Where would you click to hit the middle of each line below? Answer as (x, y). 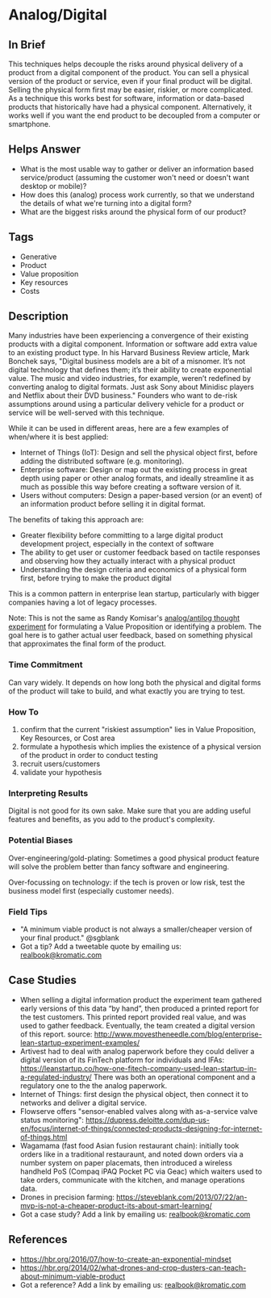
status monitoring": (52, 1120)
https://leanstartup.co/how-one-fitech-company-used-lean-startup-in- (138, 1068)
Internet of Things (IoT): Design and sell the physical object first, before (139, 453)
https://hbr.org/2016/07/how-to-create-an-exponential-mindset (125, 1259)
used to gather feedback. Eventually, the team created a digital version (138, 1025)
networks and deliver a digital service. (83, 1103)
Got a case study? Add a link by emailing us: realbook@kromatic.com (135, 1214)
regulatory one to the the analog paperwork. (94, 1085)
